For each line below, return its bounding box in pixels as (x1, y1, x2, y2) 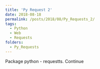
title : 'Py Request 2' (5, 7, 52, 12)
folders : (5, 40, 23, 45)
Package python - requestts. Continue (5, 58, 84, 64)
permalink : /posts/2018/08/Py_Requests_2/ (5, 16, 95, 21)
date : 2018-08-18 (5, 12, 41, 17)
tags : (5, 21, 16, 26)
